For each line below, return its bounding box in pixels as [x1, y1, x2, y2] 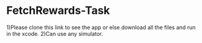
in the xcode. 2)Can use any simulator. [6, 30, 103, 37]
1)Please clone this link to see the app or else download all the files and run [6, 24, 196, 31]
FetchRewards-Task [6, 4, 110, 18]
